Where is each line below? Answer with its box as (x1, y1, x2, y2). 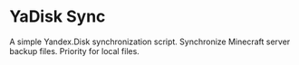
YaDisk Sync (9, 6, 106, 27)
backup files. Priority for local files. (9, 45, 140, 56)
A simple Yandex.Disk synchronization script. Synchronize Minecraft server (9, 36, 291, 47)
